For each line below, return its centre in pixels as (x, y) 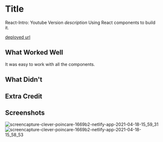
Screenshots (25, 112)
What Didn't (24, 80)
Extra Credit (24, 96)
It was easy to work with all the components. (50, 64)
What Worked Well (34, 52)
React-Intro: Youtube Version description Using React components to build (80, 22)
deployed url (18, 37)
